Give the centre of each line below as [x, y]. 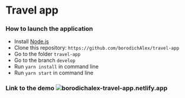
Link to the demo [30, 88]
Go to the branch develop [45, 60]
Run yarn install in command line [56, 67]
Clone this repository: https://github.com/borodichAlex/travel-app [97, 48]
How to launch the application [49, 29]
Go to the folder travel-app [47, 54]
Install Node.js [31, 41]
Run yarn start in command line [54, 73]
